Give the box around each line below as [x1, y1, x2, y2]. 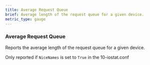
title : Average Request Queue [5, 7, 68, 12]
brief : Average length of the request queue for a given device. [5, 12, 144, 17]
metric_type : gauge [5, 16, 46, 21]
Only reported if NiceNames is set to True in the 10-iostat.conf [5, 54, 129, 60]
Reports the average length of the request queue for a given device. [5, 44, 145, 50]
